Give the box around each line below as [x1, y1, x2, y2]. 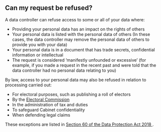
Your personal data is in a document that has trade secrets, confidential [12, 47, 155, 52]
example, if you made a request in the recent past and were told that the [12, 62, 157, 68]
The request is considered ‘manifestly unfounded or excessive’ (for [12, 57, 146, 63]
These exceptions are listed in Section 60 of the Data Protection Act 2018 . [5, 121, 154, 127]
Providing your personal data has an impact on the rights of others [12, 26, 145, 32]
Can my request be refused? [5, 4, 93, 12]
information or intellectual [12, 52, 64, 58]
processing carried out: [5, 82, 52, 88]
